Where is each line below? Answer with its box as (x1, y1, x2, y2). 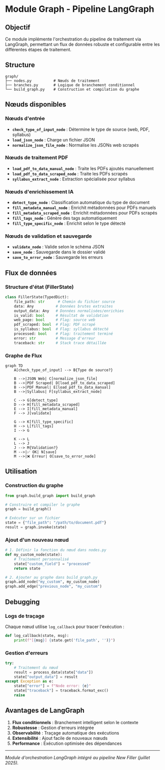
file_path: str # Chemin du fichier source (14, 299, 115, 304)
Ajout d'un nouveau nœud (5, 536, 69, 543)
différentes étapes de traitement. (5, 47, 72, 52)
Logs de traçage (5, 612, 45, 619)
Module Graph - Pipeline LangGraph (5, 3, 155, 15)
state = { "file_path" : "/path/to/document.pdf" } (5, 520, 107, 525)
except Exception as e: (5, 679, 54, 684)
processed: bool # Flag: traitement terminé (14, 331, 113, 336)
